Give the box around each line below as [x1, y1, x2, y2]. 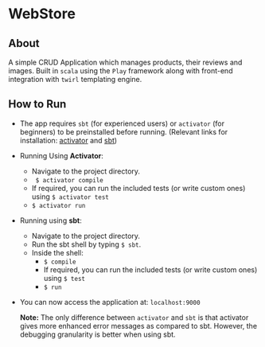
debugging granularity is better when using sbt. [19, 329, 177, 339]
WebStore [8, 5, 76, 23]
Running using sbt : [19, 216, 82, 225]
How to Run [8, 97, 67, 111]
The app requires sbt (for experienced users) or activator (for [19, 119, 225, 128]
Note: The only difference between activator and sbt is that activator [19, 312, 249, 322]
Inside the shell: [31, 248, 84, 257]
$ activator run [31, 201, 86, 209]
